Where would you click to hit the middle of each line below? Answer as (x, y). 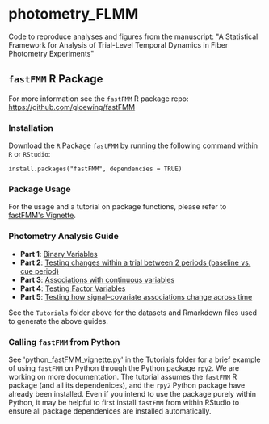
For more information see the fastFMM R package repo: (99, 99)
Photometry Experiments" (51, 53)
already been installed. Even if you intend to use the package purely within (132, 393)
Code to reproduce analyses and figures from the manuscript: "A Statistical (133, 36)
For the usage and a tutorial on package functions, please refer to (118, 207)
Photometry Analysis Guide (63, 237)
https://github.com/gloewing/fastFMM (72, 107)
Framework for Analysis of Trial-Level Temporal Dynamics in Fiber (118, 44)
